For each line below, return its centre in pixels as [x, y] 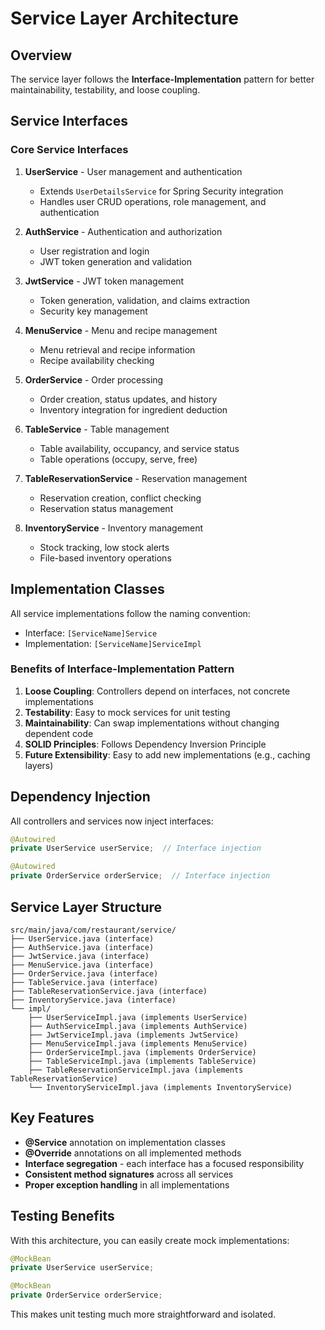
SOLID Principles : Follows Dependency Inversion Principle [145, 744]
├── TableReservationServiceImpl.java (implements [136, 1070]
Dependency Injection [80, 797]
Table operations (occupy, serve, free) [118, 459]
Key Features [52, 1118]
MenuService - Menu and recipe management [121, 330]
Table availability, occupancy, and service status [139, 448]
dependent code [59, 733]
